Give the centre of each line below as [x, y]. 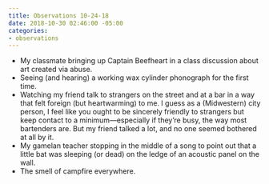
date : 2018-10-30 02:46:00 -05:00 [66, 23]
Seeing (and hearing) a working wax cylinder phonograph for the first [134, 78]
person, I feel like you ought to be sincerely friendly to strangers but [132, 112]
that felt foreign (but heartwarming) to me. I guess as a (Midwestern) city [140, 103]
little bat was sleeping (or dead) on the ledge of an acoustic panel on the [140, 154]
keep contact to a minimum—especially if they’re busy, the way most [133, 120]
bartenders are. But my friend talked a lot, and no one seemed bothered [139, 129]
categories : [28, 30]
